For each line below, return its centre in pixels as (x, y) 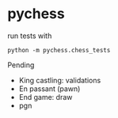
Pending (21, 65)
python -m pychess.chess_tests (59, 50)
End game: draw (46, 97)
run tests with (30, 36)
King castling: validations (60, 80)
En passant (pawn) (49, 89)
